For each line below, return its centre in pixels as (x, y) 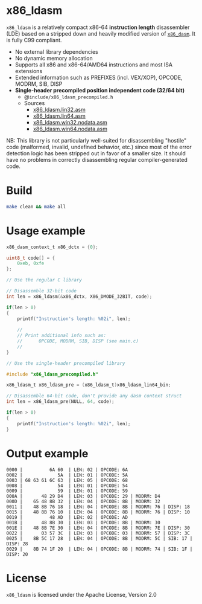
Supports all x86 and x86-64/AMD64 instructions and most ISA (94, 65)
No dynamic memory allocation (54, 58)
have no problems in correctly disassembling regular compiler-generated (97, 159)
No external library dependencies (56, 51)
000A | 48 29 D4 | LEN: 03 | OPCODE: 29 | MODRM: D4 (84, 496)
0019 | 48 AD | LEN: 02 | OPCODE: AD (67, 517)
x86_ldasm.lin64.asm (59, 116)
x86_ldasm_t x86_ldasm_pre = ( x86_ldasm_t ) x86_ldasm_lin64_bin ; (89, 385)
